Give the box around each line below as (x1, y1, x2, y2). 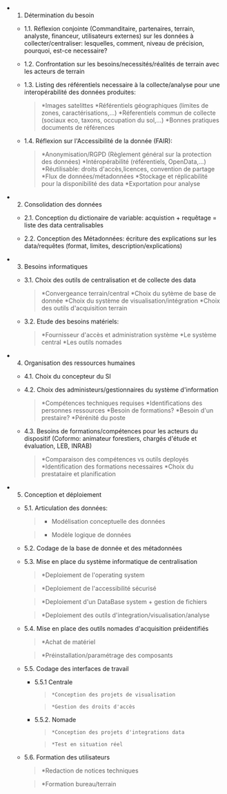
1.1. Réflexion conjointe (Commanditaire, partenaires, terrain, (23, 25, 195, 32)
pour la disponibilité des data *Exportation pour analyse (41, 180, 201, 187)
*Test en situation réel (51, 741, 123, 748)
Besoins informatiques (23, 263, 88, 270)
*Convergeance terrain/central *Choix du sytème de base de (41, 290, 217, 297)
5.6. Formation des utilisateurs (23, 753, 110, 761)
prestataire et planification (41, 470, 116, 478)
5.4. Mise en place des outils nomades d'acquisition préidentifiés (23, 625, 209, 632)
